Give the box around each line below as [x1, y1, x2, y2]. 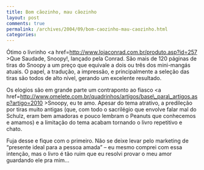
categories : [6, 32, 37, 38]
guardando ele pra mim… [6, 157, 70, 164]
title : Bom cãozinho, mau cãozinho [6, 9, 97, 15]
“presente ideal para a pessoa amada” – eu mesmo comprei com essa [6, 144, 183, 151]
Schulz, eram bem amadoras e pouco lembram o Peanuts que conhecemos [6, 113, 196, 120]
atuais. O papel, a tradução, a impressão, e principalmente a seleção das [6, 68, 189, 75]
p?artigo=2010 [6, 99, 43, 107]
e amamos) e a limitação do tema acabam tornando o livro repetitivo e [6, 119, 183, 126]
